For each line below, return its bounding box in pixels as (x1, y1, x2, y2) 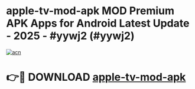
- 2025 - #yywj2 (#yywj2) (6, 29, 135, 42)
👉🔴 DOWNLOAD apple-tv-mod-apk (6, 71, 186, 84)
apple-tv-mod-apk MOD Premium (6, 4, 174, 18)
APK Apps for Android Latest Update (6, 17, 190, 30)
